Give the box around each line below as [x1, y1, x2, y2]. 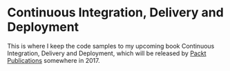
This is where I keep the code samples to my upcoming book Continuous [7, 42, 215, 50]
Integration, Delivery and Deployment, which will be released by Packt [7, 49, 207, 57]
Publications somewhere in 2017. [7, 56, 100, 64]
